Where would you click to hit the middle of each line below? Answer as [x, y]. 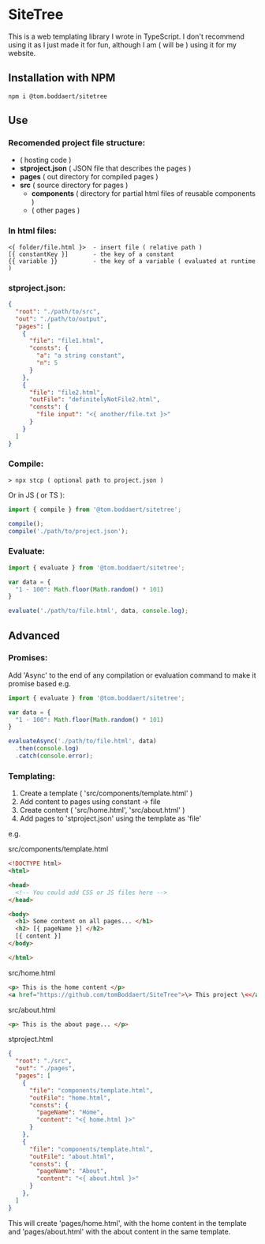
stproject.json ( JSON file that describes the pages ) [105, 168]
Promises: [28, 658]
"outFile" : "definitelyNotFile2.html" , [94, 400]
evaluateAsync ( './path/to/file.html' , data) [82, 741]
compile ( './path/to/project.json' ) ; [68, 531]
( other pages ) [56, 210]
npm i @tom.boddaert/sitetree [58, 96]
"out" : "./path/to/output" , [62, 319]
